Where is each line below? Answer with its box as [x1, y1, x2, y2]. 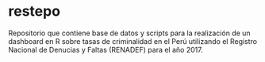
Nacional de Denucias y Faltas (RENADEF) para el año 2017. [8, 45, 204, 54]
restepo [8, 2, 61, 20]
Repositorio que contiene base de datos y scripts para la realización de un [8, 28, 252, 38]
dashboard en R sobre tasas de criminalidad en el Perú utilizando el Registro [8, 36, 258, 46]
